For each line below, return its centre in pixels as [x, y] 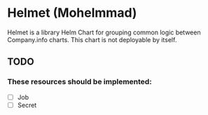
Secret [27, 105]
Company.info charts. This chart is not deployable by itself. [92, 39]
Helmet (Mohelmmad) [72, 13]
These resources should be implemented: [79, 82]
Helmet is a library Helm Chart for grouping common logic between [104, 32]
